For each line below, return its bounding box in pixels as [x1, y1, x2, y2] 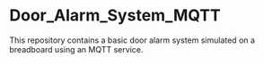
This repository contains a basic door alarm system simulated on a [9, 35, 256, 45]
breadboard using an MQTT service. [9, 44, 144, 54]
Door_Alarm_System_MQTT [9, 5, 222, 26]
